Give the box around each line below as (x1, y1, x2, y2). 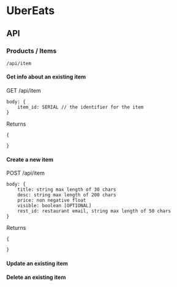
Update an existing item (6, 259, 69, 267)
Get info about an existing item (6, 73, 86, 80)
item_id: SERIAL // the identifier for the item (17, 104, 144, 110)
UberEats (6, 4, 55, 18)
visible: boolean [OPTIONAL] (17, 203, 92, 209)
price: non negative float (17, 197, 86, 204)
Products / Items (6, 47, 57, 55)
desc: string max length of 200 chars (17, 192, 116, 198)
